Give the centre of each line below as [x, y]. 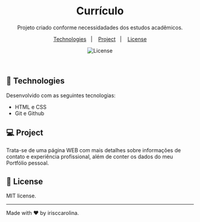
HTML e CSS [31, 107]
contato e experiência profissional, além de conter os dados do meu [90, 156]
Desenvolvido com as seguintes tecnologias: [61, 95]
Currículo [100, 11]
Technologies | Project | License [100, 39]
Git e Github [29, 113]
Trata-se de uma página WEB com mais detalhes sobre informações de [94, 150]
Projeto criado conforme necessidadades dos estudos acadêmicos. [100, 27]
